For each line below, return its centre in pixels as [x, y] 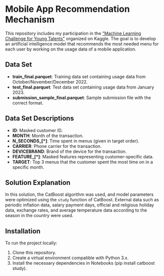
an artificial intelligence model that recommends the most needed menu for [82, 44]
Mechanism [30, 20]
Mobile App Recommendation [68, 9]
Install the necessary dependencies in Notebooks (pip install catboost [83, 263]
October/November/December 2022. [50, 82]
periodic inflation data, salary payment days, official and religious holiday [80, 205]
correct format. [28, 103]
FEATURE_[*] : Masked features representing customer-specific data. [83, 156]
